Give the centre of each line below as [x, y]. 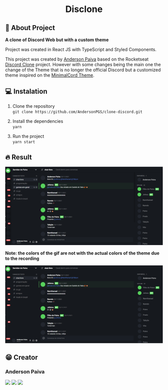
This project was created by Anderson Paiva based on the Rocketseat [77, 59]
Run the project [28, 136]
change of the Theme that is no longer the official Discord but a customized [83, 70]
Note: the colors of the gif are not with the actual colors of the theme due [82, 253]
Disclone [84, 9]
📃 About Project [30, 28]
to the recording [22, 258]
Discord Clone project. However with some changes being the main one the [83, 64]
